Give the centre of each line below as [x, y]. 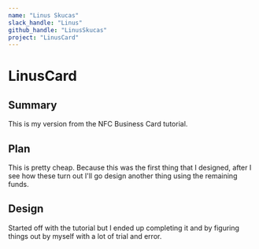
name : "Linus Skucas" [44, 15]
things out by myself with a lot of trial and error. [85, 236]
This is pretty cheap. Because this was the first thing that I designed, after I [130, 168]
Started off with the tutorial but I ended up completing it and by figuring [124, 228]
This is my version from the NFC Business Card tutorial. [98, 124]
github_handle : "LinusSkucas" [58, 30]
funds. [18, 185]
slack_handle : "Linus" [45, 23]
